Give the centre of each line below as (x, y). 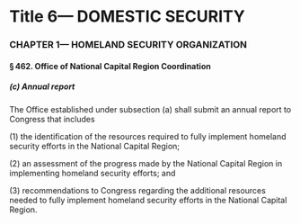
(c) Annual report (42, 86)
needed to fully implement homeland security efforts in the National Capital (148, 200)
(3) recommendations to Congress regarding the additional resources (138, 190)
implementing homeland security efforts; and (93, 173)
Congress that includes (53, 119)
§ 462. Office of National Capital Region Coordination (110, 66)
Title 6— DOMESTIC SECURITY (127, 17)
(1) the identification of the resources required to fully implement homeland (148, 136)
